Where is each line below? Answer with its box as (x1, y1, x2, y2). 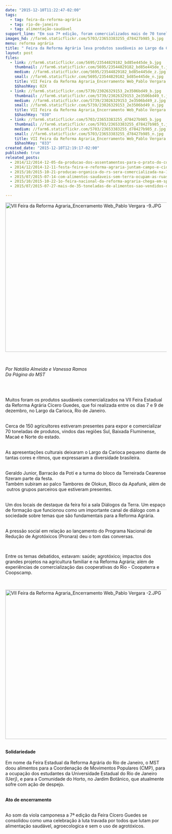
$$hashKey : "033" (14, 141, 52, 146)
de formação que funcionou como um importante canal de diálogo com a (5, 507, 160, 513)
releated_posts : (5, 155, 40, 160)
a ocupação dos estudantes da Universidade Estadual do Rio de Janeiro (5, 771, 157, 776)
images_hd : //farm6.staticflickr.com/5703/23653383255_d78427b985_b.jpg (5, 36, 164, 41)
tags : (5, 12, 17, 17)
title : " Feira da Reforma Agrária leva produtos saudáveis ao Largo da (5, 46, 164, 51)
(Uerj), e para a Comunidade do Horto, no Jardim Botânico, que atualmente (5, 776, 164, 782)
